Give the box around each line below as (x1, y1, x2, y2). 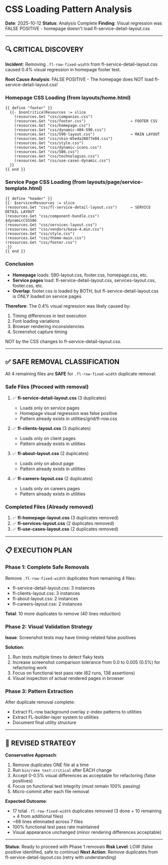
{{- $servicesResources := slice (5, 201, 75, 206)
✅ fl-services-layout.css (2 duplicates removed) (12, 520, 114, 526)
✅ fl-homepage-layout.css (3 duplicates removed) (12, 515, 119, 521)
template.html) (5, 185, 42, 192)
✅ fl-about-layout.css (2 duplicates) (12, 450, 89, 456)
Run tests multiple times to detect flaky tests (12, 654, 104, 660)
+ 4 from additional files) (12, 813, 63, 819)
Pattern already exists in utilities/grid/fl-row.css (19, 415, 117, 421)
